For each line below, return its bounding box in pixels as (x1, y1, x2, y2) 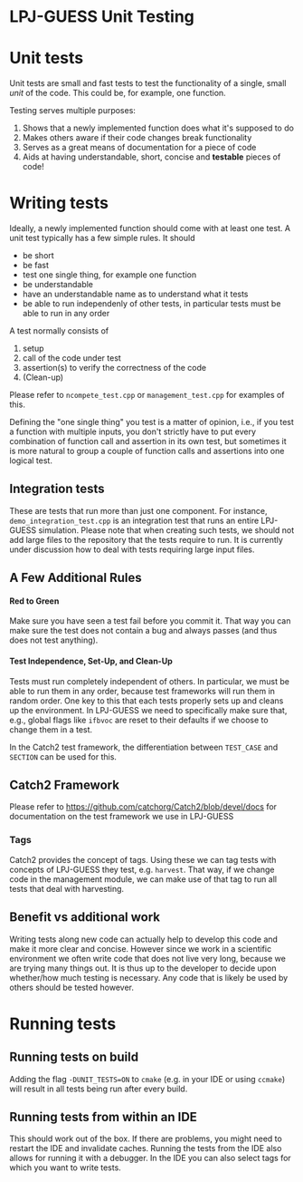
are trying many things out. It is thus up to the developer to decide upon (9, 963, 277, 974)
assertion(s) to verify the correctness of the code (22, 363, 206, 373)
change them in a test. (9, 723, 93, 735)
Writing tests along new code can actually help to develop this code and (9, 934, 279, 945)
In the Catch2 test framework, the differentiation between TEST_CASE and (9, 741, 279, 752)
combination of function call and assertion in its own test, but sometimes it (9, 436, 287, 447)
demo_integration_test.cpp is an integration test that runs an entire (9, 515, 260, 526)
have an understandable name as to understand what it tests (22, 288, 249, 300)
